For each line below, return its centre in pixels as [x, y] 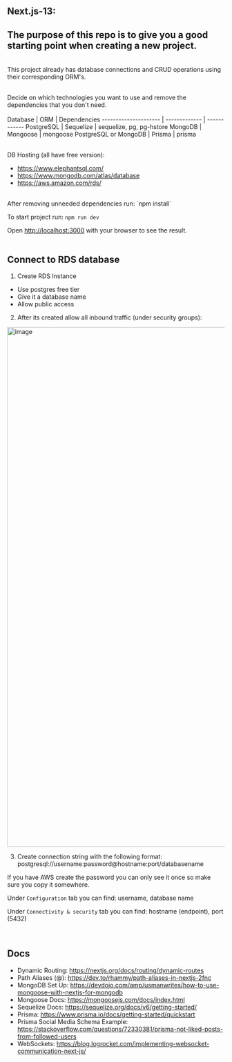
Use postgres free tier [48, 290]
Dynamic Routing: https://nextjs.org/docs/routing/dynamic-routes [110, 970]
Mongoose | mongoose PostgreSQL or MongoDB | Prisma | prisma [102, 135]
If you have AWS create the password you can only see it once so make [109, 877]
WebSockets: [36, 1043]
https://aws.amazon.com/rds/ [59, 183]
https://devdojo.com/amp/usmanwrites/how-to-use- [145, 985]
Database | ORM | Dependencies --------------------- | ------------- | [106, 119]
